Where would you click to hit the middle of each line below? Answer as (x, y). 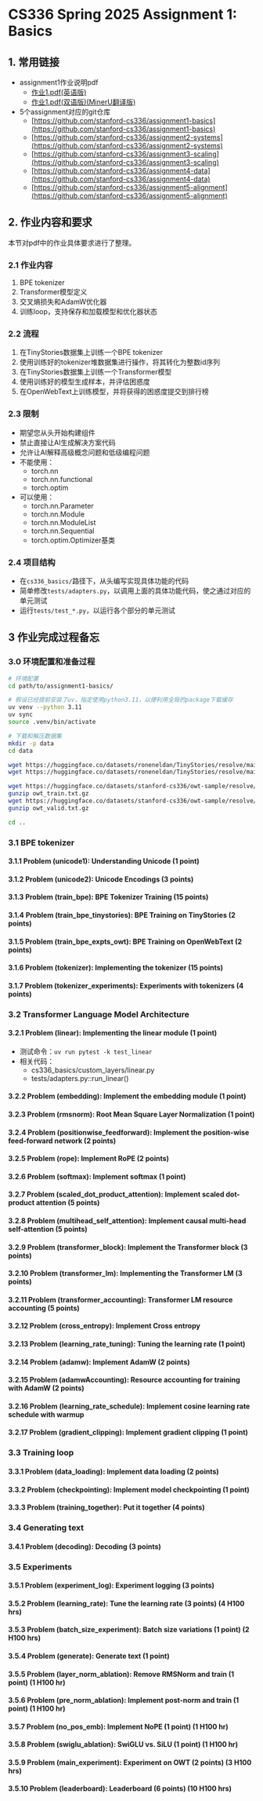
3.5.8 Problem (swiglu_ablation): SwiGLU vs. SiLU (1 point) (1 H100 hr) (123, 1744)
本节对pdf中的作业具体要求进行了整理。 (72, 243)
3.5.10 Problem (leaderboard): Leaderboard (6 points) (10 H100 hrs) (120, 1788)
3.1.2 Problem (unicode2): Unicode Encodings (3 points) (101, 879)
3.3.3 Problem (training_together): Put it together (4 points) (106, 1507)
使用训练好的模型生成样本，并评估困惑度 (85, 382)
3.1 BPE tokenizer (41, 842)
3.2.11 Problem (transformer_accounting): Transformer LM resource (121, 1299)
